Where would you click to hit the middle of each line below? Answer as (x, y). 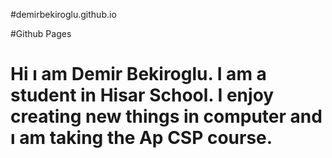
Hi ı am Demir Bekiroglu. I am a (138, 74)
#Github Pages (41, 33)
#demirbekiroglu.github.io (63, 14)
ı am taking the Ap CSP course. (141, 138)
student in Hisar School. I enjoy (142, 95)
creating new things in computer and (166, 116)
